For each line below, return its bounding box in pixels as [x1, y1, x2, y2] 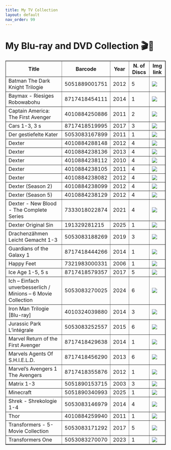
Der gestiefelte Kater [8, 131, 58, 138]
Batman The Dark [8, 77, 50, 84]
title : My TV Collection [5, 7, 58, 13]
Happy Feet [8, 260, 37, 267]
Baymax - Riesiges [8, 93, 54, 100]
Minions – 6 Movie [8, 290, 52, 297]
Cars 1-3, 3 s [8, 122, 42, 129]
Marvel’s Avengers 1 [8, 365, 58, 372]
